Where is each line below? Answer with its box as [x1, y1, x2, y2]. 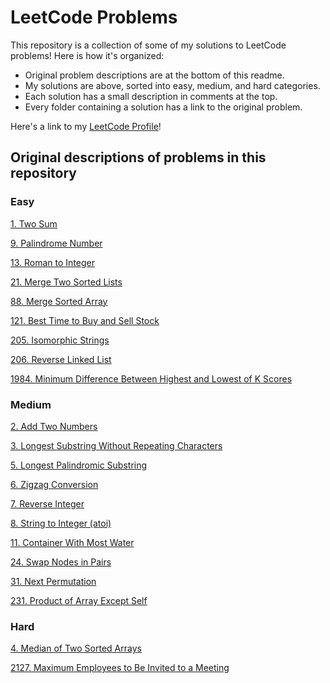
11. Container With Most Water [10, 536, 135, 548]
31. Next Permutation [10, 575, 97, 587]
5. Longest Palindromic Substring [10, 459, 148, 471]
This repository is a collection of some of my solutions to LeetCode [10, 39, 287, 51]
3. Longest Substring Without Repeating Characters [10, 439, 223, 451]
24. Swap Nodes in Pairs [10, 556, 112, 568]
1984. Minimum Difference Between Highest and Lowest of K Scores [10, 372, 293, 385]
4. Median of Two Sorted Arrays [10, 642, 142, 655]
